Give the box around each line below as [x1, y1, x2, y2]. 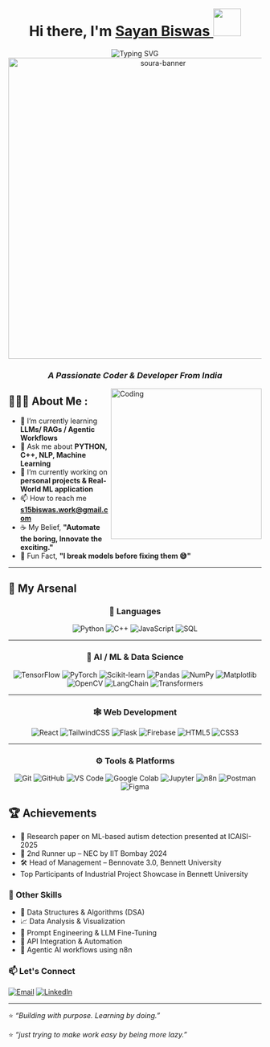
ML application [43, 484, 94, 494]
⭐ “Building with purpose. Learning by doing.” [8, 1010, 161, 1020]
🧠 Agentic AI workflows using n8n [19, 945, 133, 955]
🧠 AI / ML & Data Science [86, 651, 184, 662]
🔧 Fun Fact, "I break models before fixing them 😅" [19, 551, 191, 560]
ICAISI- [227, 832, 252, 841]
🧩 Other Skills [8, 889, 63, 900]
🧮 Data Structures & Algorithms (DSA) [19, 907, 145, 917]
